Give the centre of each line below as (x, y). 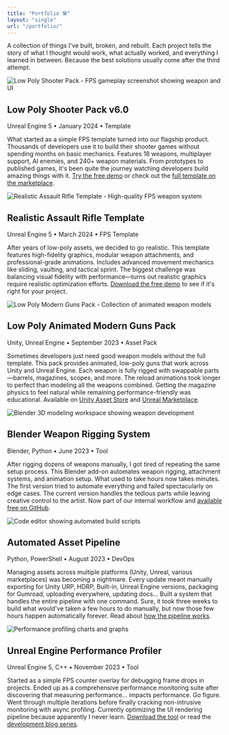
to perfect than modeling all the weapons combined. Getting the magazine (112, 385)
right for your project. (37, 291)
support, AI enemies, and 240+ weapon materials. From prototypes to (105, 161)
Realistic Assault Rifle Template (76, 217)
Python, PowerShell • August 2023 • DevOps (71, 559)
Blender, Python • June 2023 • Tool (57, 451)
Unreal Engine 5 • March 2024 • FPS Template (73, 234)
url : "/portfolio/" (35, 26)
